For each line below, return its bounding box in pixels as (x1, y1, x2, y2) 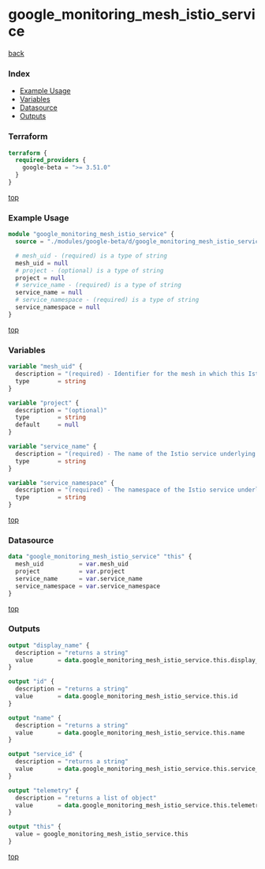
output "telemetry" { (8, 786, 80, 795)
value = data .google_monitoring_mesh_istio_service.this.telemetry (15, 801, 263, 809)
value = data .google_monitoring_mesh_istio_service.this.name (15, 728, 245, 736)
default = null (15, 421, 80, 429)
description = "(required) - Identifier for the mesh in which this (15, 370, 245, 378)
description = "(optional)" (15, 406, 108, 414)
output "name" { (8, 713, 62, 722)
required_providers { (15, 156, 87, 164)
